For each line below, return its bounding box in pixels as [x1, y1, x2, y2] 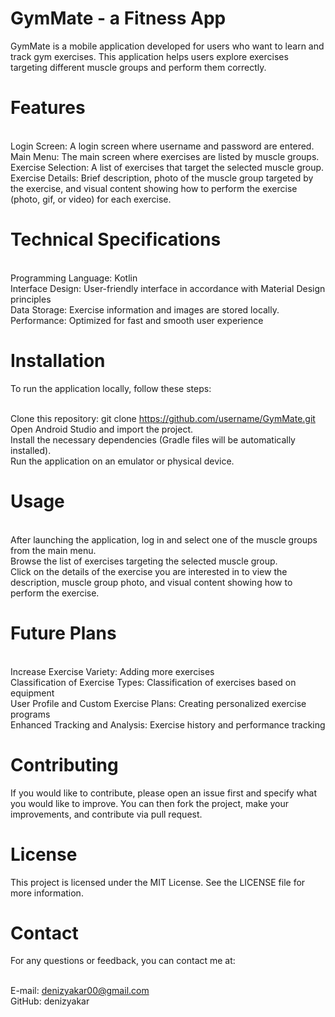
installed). [10, 444, 52, 456]
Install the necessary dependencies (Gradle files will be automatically [10, 433, 296, 446]
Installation [10, 350, 106, 372]
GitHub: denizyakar [10, 995, 90, 1007]
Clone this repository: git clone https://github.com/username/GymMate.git [10, 412, 316, 424]
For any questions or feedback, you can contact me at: [10, 955, 236, 967]
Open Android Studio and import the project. [10, 423, 194, 435]
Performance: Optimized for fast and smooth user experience [10, 314, 264, 326]
